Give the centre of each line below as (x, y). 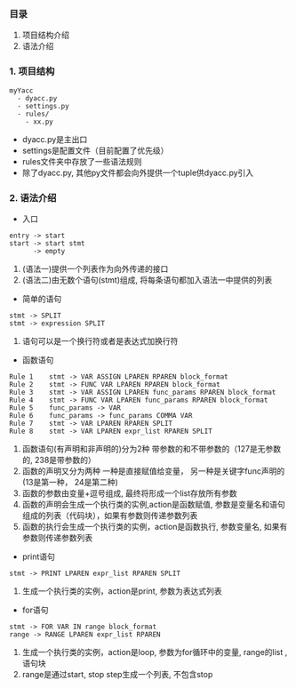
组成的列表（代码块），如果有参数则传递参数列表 (110, 515)
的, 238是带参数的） (59, 460)
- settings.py (43, 106)
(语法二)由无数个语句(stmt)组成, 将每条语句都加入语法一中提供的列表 (147, 280)
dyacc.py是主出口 (55, 139)
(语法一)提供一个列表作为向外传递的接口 (95, 268)
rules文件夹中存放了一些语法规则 (82, 161)
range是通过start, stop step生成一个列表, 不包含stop (117, 674)
